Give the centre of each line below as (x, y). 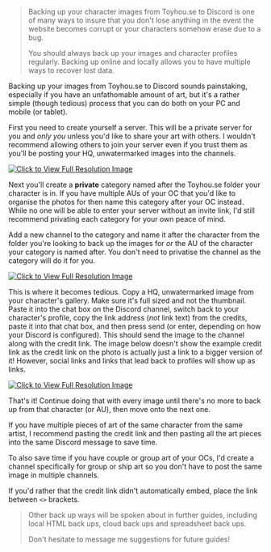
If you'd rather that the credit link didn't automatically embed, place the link (133, 490)
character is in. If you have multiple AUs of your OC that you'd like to (122, 193)
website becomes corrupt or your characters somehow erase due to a (144, 29)
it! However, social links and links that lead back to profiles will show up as (132, 361)
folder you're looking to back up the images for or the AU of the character (131, 243)
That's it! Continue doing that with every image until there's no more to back (135, 401)
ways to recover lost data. (71, 70)
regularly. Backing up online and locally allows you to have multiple (140, 62)
